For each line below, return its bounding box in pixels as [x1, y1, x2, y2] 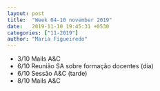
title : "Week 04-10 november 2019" [7, 17, 112, 23]
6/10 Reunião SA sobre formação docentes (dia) [17, 62, 154, 70]
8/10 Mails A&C [17, 77, 61, 85]
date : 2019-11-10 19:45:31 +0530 [7, 23, 110, 30]
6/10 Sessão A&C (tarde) [17, 70, 88, 78]
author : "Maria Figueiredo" [7, 36, 88, 43]
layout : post [7, 10, 45, 17]
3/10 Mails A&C [17, 54, 61, 63]
